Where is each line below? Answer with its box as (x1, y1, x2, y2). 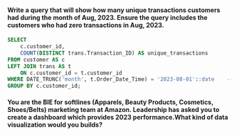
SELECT (7, 36, 27, 44)
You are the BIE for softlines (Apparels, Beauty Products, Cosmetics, (7, 98, 213, 106)
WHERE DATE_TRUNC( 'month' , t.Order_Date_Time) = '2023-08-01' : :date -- (7, 76, 234, 83)
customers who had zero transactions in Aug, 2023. (7, 21, 165, 29)
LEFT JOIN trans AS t (7, 62, 72, 70)
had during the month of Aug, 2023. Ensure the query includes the (7, 13, 208, 21)
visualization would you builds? (7, 120, 103, 129)
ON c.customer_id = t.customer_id (20, 69, 122, 76)
